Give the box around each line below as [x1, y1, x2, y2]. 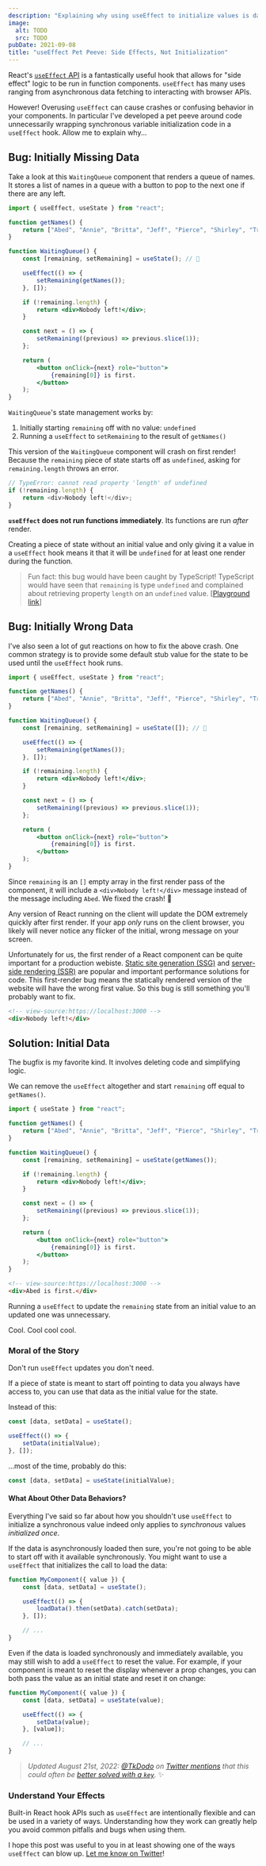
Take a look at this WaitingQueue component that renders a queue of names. [8, 171, 256, 181]
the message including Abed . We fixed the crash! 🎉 [8, 894, 173, 903]
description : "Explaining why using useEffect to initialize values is [8, 11, 249, 20]
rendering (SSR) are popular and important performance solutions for [23, 966, 249, 976]
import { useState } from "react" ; [8, 1105, 126, 1114]
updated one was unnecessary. [8, 1310, 111, 1319]
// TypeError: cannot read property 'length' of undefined [8, 479, 207, 487]
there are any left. [8, 188, 66, 198]
